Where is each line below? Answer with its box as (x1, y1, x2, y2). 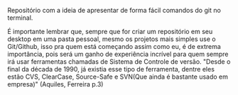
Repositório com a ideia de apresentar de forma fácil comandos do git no (7, 6, 222, 14)
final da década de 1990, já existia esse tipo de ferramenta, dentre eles (7, 65, 215, 73)
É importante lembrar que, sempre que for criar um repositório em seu (7, 28, 213, 35)
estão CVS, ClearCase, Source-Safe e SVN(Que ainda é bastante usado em (7, 72, 229, 81)
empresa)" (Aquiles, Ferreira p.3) (7, 80, 104, 88)
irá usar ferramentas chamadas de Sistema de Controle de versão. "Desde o (7, 57, 231, 66)
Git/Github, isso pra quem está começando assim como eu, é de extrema (7, 43, 222, 50)
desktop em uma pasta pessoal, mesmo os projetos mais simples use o (7, 35, 216, 43)
